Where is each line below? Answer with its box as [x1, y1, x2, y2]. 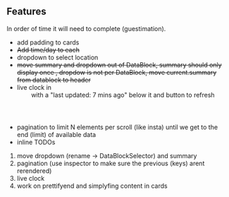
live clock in [16, 83, 52, 91]
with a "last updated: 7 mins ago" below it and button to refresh [30, 90, 216, 99]
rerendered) [16, 166, 52, 175]
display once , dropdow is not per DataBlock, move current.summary [16, 68, 217, 76]
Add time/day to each [16, 45, 80, 54]
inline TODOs [16, 138, 56, 146]
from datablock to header [16, 76, 91, 84]
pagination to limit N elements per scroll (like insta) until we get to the [16, 123, 218, 131]
